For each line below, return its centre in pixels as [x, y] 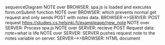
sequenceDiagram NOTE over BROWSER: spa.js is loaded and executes [78, 7]
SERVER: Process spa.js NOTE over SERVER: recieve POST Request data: [80, 28]
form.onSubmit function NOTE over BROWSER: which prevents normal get [81, 12]
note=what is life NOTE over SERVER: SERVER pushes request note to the [80, 33]
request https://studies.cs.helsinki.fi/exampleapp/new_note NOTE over [77, 22]
